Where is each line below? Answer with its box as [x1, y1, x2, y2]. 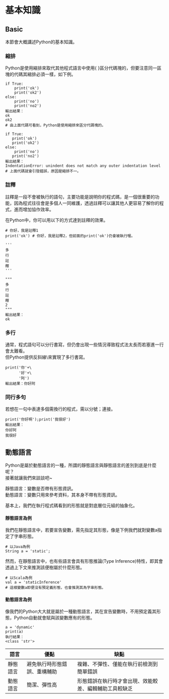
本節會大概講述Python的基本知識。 [5, 39, 77, 45]
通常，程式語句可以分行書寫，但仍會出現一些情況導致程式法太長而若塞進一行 [5, 341, 164, 347]
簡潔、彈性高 [27, 681, 57, 688]
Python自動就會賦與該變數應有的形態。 [14, 615, 95, 621]
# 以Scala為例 [5, 575, 33, 581]
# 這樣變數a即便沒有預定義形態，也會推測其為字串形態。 [5, 585, 106, 590]
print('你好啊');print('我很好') [5, 417, 71, 422]
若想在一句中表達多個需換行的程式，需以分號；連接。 [5, 406, 116, 412]
